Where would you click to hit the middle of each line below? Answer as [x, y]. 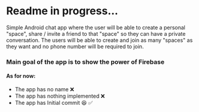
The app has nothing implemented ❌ [60, 96]
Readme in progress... [62, 11]
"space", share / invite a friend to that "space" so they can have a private [96, 33]
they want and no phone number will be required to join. [75, 46]
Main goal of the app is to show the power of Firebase [85, 62]
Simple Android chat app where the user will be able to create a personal [96, 27]
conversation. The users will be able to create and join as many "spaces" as [99, 40]
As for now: [21, 76]
